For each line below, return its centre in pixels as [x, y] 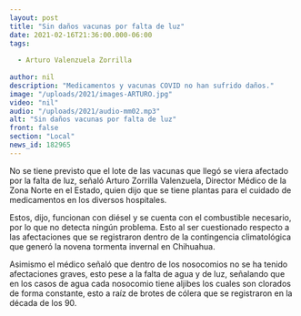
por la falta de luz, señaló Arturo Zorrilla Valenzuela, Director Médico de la [148, 180]
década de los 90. [43, 302]
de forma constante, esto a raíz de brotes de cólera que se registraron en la [151, 293]
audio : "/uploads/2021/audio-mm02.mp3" [85, 111]
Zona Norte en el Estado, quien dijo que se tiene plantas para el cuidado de [150, 190]
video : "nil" [34, 102]
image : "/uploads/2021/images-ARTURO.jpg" [91, 94]
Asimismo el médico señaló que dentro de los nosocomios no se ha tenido [149, 264]
